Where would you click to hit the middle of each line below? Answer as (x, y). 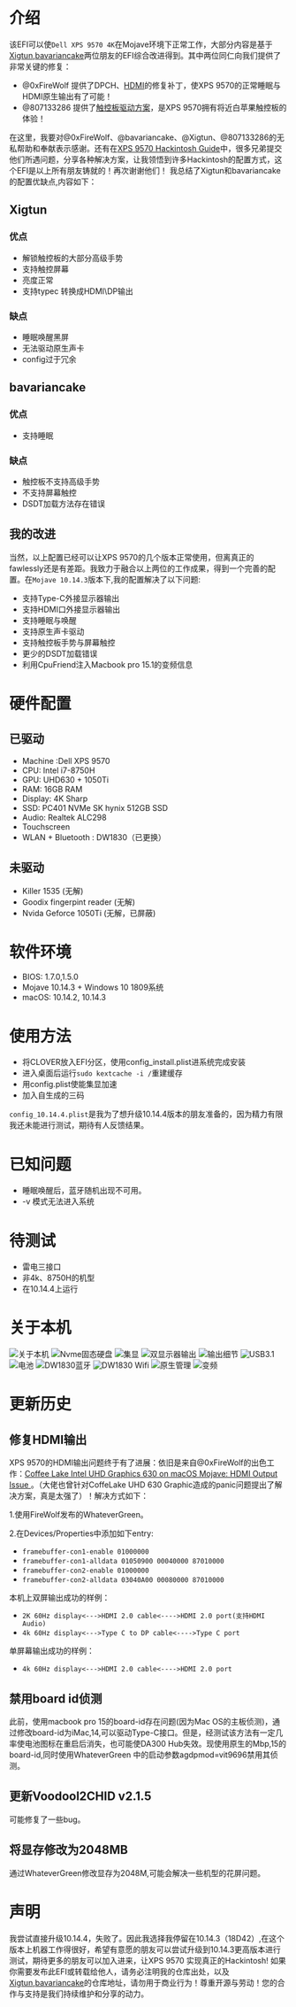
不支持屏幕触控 (49, 492)
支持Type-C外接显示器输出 (71, 598)
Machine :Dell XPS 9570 (66, 760)
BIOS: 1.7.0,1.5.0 (50, 977)
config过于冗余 (49, 359)
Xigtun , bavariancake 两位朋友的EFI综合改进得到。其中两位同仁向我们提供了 (145, 55)
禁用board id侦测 (56, 1698)
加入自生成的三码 (53, 1095)
